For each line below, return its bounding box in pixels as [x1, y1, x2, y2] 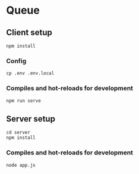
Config [6, 57, 27, 65]
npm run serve [6, 98, 42, 104]
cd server [6, 129, 31, 136]
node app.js [6, 162, 36, 168]
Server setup [6, 114, 55, 124]
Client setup [6, 27, 52, 38]
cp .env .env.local [6, 70, 55, 76]
